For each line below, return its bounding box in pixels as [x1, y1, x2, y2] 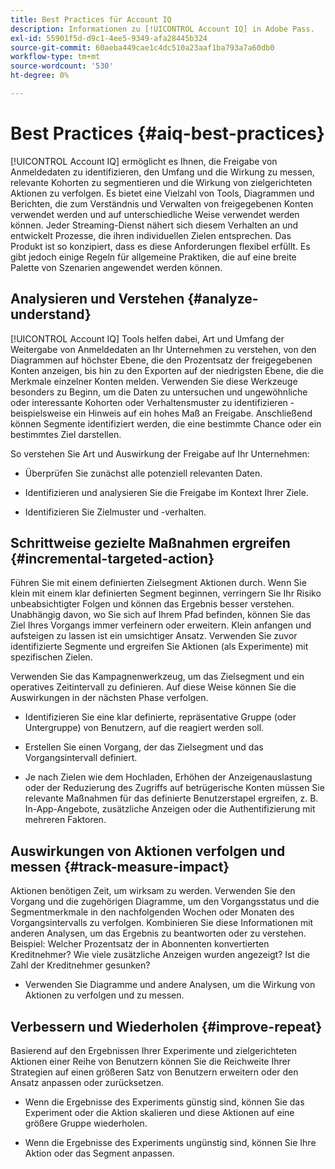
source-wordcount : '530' [10, 61, 114, 71]
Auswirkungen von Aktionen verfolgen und [10, 842, 286, 860]
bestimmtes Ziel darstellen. [10, 428, 122, 440]
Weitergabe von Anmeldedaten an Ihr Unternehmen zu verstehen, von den [10, 343, 317, 355]
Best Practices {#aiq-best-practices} [10, 122, 325, 145]
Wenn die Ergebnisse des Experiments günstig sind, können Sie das [24, 1096, 305, 1108]
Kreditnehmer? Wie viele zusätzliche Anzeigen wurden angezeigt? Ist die [10, 949, 311, 961]
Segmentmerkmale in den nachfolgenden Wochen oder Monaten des [10, 906, 295, 918]
